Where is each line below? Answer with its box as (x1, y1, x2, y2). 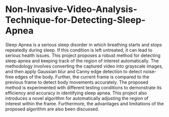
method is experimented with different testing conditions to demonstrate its (5, 84, 162, 90)
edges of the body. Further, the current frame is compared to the (15, 74, 150, 80)
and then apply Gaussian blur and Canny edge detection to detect (5, 68, 142, 74)
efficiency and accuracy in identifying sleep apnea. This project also (5, 90, 147, 96)
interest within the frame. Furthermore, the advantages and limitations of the (5, 100, 164, 106)
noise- (143, 68, 157, 74)
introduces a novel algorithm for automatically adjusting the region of (5, 95, 149, 101)
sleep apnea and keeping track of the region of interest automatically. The (5, 57, 159, 64)
